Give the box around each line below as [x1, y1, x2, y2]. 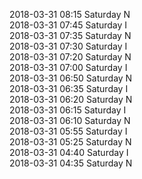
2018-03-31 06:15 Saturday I [9, 104, 127, 116]
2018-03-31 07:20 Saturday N [9, 51, 132, 63]
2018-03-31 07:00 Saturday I [9, 62, 128, 73]
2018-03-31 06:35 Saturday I [9, 83, 129, 94]
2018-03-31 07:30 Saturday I [9, 40, 128, 52]
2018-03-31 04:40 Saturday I [9, 147, 129, 158]
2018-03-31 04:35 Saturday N [9, 157, 133, 169]
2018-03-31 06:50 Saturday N [9, 72, 133, 84]
